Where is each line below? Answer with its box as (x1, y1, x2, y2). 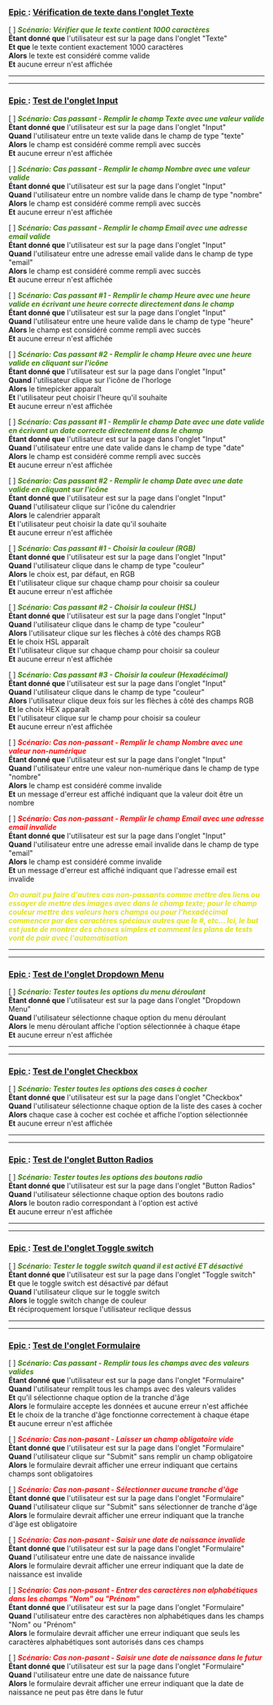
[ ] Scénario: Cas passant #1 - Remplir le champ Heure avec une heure (8, 290, 251, 300)
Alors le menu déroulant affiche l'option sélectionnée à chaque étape (8, 1021, 241, 1030)
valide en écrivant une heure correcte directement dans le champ (8, 299, 235, 309)
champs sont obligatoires (8, 1469, 93, 1479)
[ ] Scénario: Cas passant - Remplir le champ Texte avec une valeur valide (8, 113, 265, 124)
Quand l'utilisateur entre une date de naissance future (8, 1670, 189, 1680)
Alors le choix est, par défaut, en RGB (8, 569, 136, 579)
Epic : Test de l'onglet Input (8, 95, 119, 106)
